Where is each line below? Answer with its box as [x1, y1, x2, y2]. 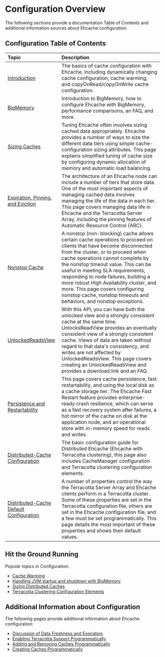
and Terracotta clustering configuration [61, 464, 152, 471]
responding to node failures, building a [61, 273, 151, 280]
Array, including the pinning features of [61, 216, 152, 222]
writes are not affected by [61, 349, 121, 356]
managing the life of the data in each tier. [61, 197, 156, 204]
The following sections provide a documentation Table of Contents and [5, 20, 149, 26]
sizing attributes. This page [93, 146, 156, 153]
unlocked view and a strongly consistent [61, 312, 155, 319]
